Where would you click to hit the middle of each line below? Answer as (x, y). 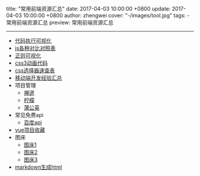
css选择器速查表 (35, 70)
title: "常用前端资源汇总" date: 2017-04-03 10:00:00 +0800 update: (88, 9)
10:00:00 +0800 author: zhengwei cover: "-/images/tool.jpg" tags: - (106, 15)
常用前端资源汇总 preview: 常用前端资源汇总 (60, 22)
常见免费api (29, 115)
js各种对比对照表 (35, 48)
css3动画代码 (31, 63)
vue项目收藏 (30, 130)
